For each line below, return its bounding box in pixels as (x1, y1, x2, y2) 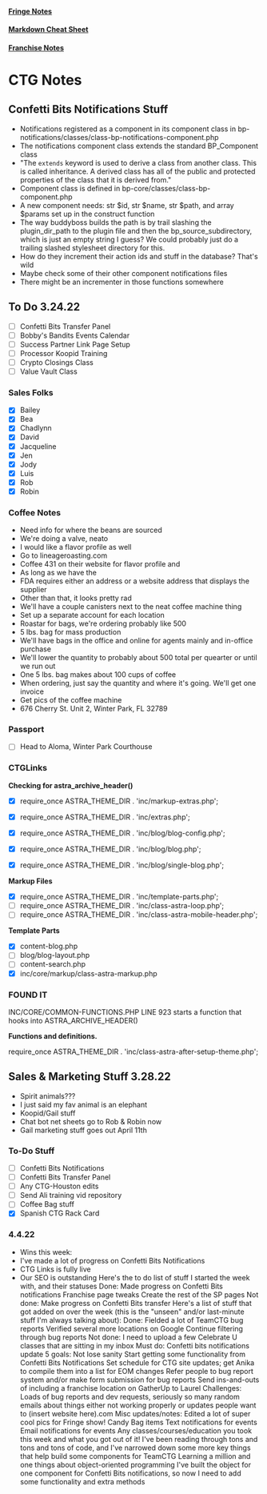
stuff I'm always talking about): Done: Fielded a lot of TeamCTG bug (19, 1315, 244, 1324)
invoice (19, 687, 44, 696)
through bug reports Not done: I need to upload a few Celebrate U (19, 1332, 238, 1342)
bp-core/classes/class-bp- (122, 183, 211, 193)
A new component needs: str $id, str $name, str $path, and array (19, 200, 234, 210)
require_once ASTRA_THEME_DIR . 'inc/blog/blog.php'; (19, 844, 201, 854)
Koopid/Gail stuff (19, 1108, 76, 1118)
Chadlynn (19, 423, 52, 433)
